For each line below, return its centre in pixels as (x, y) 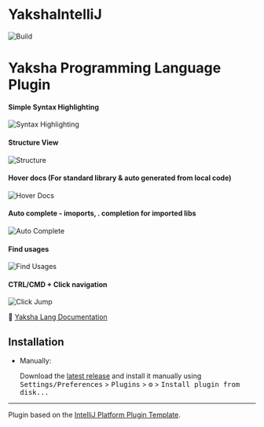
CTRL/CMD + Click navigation (58, 284)
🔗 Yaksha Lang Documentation (58, 317)
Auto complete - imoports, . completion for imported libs (102, 213)
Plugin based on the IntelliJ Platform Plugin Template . (94, 415)
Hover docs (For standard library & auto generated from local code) (120, 178)
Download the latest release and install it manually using (110, 376)
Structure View (33, 142)
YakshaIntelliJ (55, 15)
